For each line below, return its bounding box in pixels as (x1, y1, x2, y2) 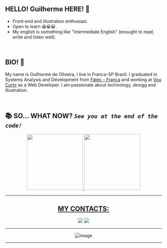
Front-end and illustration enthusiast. (12, 18, 88, 24)
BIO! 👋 (5, 58, 25, 67)
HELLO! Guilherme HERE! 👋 (5, 5, 90, 13)
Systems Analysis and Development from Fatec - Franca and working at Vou (5, 77, 162, 83)
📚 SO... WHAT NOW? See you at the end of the (5, 112, 158, 120)
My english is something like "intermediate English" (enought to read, (12, 28, 155, 35)
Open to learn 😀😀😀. (12, 23, 57, 29)
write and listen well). (12, 34, 56, 40)
